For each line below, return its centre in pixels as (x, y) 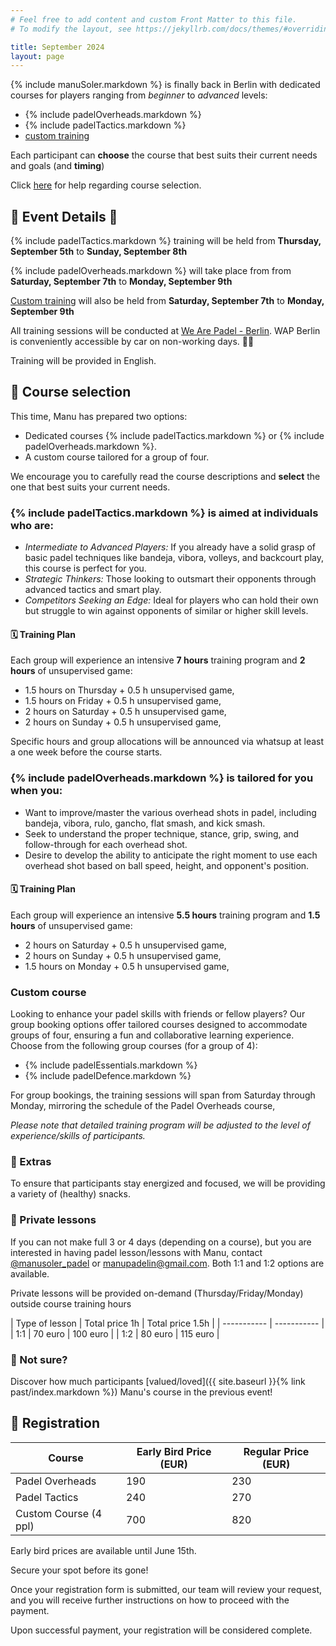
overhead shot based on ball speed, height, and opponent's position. (167, 865)
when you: (36, 791)
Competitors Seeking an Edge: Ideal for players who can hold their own (171, 600)
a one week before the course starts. (86, 752)
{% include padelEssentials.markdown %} (111, 1065)
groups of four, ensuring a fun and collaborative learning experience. (152, 1035)
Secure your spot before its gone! (79, 1570)
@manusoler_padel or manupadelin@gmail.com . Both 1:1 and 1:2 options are (167, 1263)
